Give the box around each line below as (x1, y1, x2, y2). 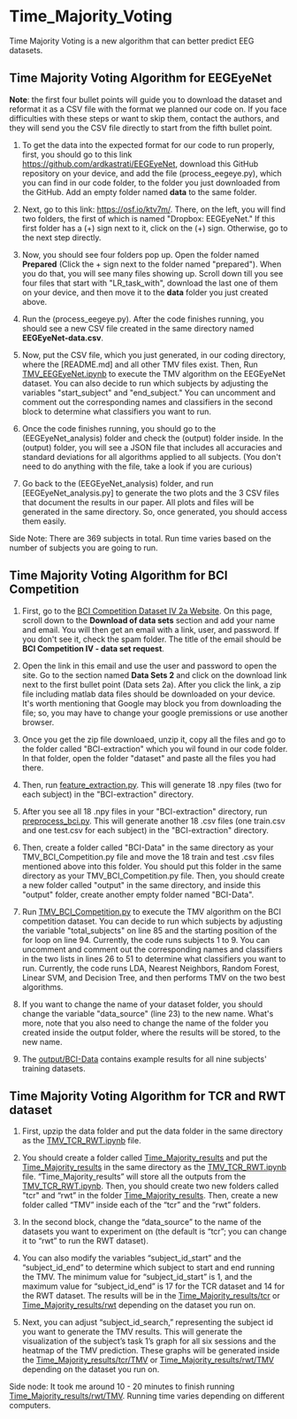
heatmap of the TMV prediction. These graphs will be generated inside (21, 1345, 280, 1356)
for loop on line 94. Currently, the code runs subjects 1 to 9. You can (21, 934, 270, 945)
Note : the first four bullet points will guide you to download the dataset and (9, 94, 283, 105)
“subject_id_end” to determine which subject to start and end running (21, 1262, 276, 1273)
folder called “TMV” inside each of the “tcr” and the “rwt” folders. (21, 1199, 261, 1211)
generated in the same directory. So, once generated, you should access (21, 506, 287, 517)
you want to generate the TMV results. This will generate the (21, 1327, 243, 1337)
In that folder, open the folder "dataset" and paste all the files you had (21, 752, 277, 763)
